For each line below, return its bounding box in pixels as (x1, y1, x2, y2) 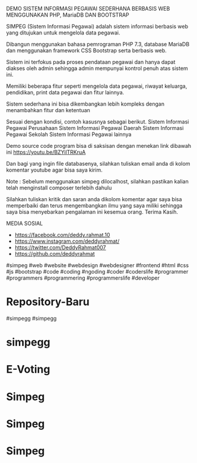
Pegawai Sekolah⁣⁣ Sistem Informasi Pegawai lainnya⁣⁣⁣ (6, 131, 132, 138)
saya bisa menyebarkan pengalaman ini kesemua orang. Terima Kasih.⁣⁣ (6, 208, 178, 215)
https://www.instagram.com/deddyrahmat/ (14, 237, 120, 245)
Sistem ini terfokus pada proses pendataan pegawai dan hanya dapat (6, 59, 176, 65)
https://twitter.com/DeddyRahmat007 (14, 244, 106, 251)
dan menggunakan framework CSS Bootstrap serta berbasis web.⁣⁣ (6, 47, 167, 54)
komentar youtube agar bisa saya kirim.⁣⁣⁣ (6, 166, 103, 173)
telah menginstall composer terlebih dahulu (6, 184, 112, 191)
